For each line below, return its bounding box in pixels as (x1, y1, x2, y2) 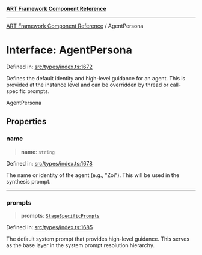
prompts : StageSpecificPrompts (20, 212, 100, 219)
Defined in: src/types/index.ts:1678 (6, 160, 93, 167)
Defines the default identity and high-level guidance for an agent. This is (6, 74, 186, 82)
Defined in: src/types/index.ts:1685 (6, 223, 93, 230)
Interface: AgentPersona (6, 43, 132, 57)
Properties (6, 116, 47, 127)
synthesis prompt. (6, 178, 51, 185)
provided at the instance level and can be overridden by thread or (6, 81, 169, 88)
